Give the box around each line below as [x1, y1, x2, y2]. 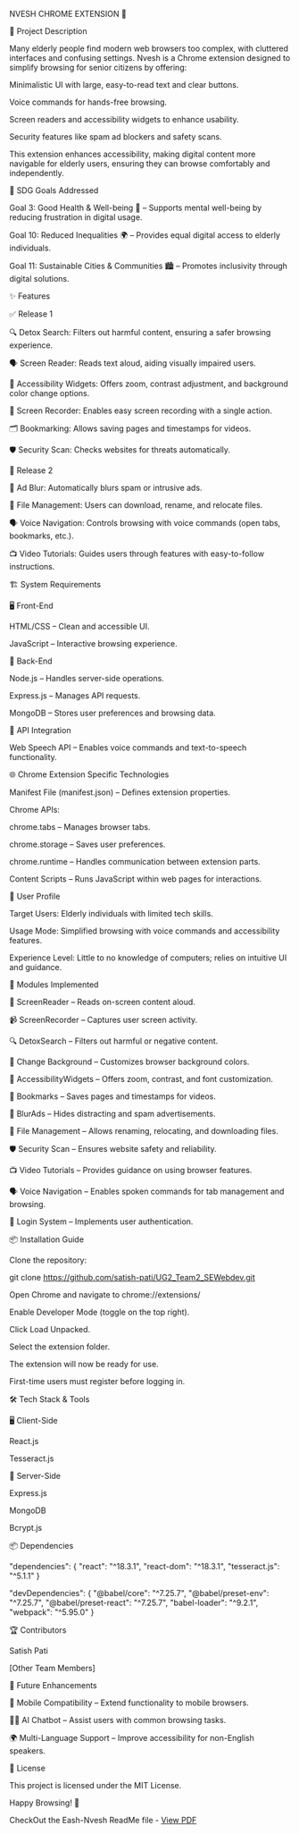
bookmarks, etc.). [9, 530, 74, 541]
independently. [9, 168, 64, 178]
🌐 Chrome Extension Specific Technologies [9, 769, 170, 780]
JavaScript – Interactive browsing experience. [9, 638, 178, 648]
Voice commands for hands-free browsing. [9, 97, 168, 107]
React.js [9, 1436, 39, 1446]
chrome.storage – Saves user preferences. [9, 839, 166, 849]
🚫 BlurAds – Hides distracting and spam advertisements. [9, 1109, 216, 1119]
